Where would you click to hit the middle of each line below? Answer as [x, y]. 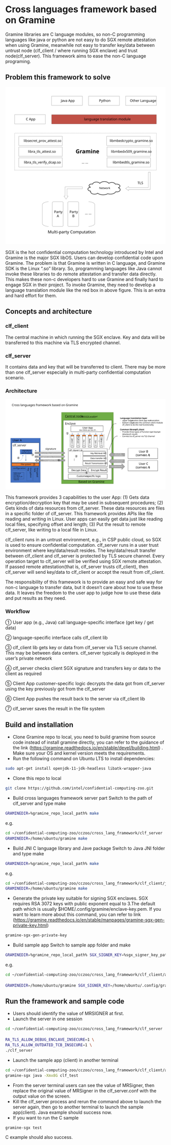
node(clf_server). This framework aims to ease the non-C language [76, 56]
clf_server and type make [39, 803]
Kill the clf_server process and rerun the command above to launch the [87, 1101]
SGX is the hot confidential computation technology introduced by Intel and [84, 252]
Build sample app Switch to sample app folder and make [72, 945]
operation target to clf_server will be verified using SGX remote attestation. [83, 562]
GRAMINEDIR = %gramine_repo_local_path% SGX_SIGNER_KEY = [65, 955]
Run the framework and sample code [65, 1001]
